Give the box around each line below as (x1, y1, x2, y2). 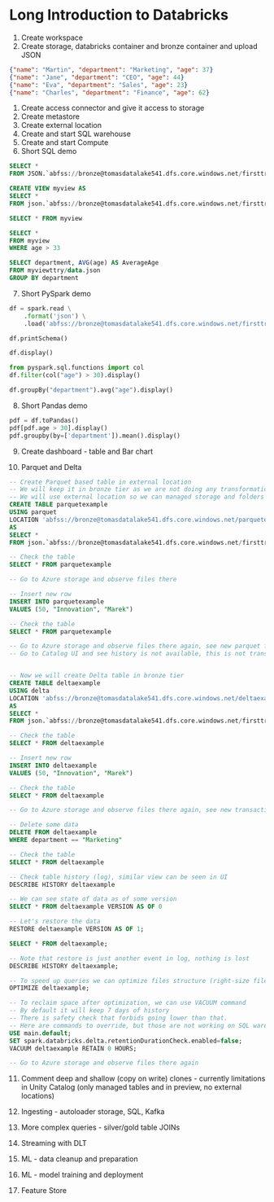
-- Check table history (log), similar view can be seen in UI (9, 873, 228, 881)
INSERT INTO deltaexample (9, 761, 97, 770)
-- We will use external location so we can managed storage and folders (9, 493, 265, 502)
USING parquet (9, 508, 58, 516)
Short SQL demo (20, 147, 77, 156)
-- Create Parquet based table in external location (9, 478, 192, 486)
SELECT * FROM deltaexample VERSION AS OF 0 (9, 902, 163, 911)
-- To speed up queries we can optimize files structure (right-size (9, 976, 250, 985)
